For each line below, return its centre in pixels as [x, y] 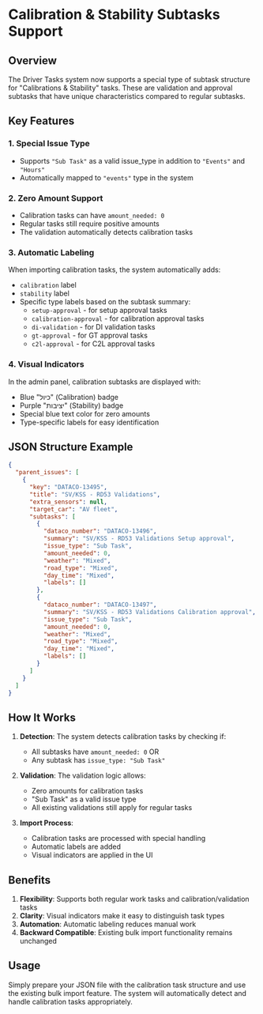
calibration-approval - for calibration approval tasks [118, 319]
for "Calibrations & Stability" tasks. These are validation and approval [120, 88]
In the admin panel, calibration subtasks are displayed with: [105, 382]
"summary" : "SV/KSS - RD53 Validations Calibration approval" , [150, 612]
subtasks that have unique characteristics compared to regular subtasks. [127, 96]
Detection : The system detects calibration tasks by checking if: [123, 737]
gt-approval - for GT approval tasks [90, 335]
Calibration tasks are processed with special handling [118, 839]
